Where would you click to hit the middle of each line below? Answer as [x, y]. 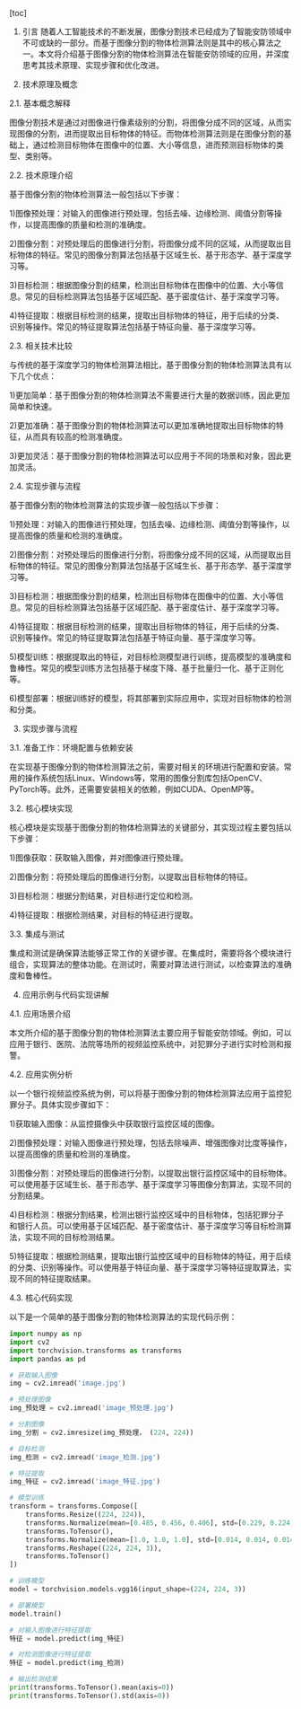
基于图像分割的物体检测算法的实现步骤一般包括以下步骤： [115, 505]
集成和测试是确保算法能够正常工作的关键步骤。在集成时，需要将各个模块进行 [150, 953]
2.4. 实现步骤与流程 [45, 486]
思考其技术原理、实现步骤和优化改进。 [93, 65]
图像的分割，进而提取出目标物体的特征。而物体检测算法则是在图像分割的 [150, 133]
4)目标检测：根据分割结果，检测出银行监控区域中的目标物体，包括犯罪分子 [147, 1215]
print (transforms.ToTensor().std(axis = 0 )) [90, 1696]
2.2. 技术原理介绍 [41, 175]
